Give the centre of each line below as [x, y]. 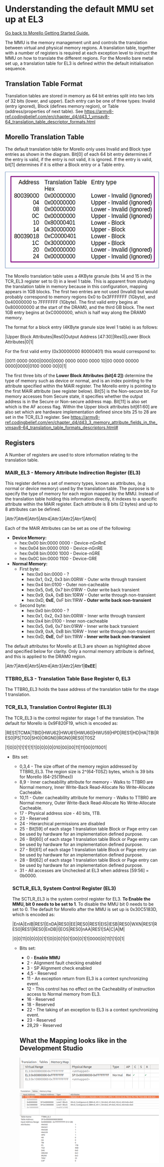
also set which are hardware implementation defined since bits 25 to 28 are [81, 412]
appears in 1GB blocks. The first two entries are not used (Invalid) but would [81, 292]
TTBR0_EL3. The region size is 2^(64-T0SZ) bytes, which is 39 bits [86, 771]
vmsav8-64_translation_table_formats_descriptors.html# [62, 428]
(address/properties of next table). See [44, 111]
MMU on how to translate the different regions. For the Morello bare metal [79, 58]
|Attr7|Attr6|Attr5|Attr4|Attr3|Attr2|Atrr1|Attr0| [51, 519]
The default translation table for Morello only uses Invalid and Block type [78, 149]
